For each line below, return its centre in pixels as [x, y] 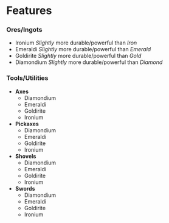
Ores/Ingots [24, 30]
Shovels [26, 156]
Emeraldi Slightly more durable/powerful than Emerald [83, 49]
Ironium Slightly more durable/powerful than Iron [76, 43]
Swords [25, 188]
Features [29, 11]
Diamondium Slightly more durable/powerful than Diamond [89, 62]
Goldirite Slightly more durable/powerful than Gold [78, 56]
